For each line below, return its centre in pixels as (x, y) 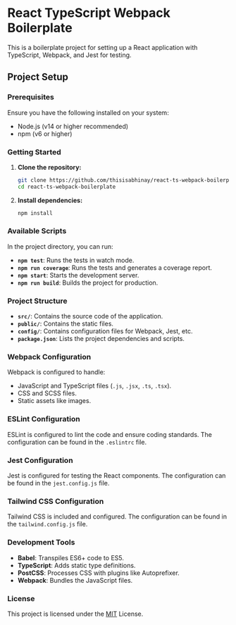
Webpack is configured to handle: (56, 372)
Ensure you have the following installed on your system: (88, 112)
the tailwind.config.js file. (48, 524)
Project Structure (37, 301)
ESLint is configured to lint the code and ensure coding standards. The (110, 434)
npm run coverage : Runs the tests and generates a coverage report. (115, 267)
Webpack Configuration (49, 357)
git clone (32, 180)
